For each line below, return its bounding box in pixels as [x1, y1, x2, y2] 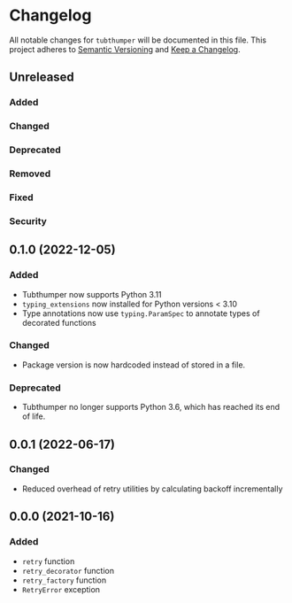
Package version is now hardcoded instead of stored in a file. [21, 359, 246, 370]
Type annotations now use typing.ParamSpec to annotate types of [21, 307, 260, 319]
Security [9, 214, 47, 227]
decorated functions [21, 317, 96, 328]
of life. [21, 411, 46, 421]
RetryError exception [21, 584, 100, 594]
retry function [21, 555, 75, 567]
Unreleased [9, 70, 75, 85]
